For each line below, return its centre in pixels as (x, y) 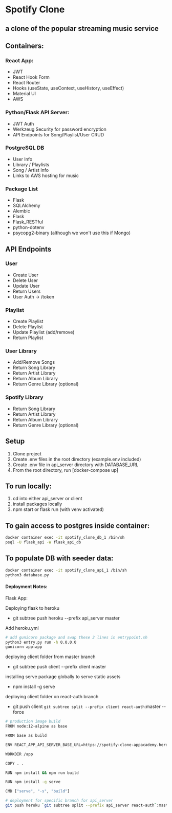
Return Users (27, 291)
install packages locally (37, 504)
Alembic (21, 211)
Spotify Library (24, 397)
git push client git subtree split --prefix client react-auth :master (87, 706)
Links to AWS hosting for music (46, 175)
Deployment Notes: (26, 587)
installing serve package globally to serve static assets (63, 677)
